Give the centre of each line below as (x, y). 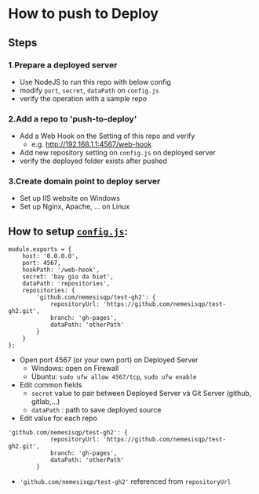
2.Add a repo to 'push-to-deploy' (73, 118)
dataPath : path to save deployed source (97, 410)
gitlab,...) (46, 401)
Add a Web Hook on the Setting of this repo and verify (107, 136)
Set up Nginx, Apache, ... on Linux (75, 207)
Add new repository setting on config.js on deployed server (117, 153)
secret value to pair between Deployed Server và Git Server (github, (141, 394)
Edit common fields (51, 385)
